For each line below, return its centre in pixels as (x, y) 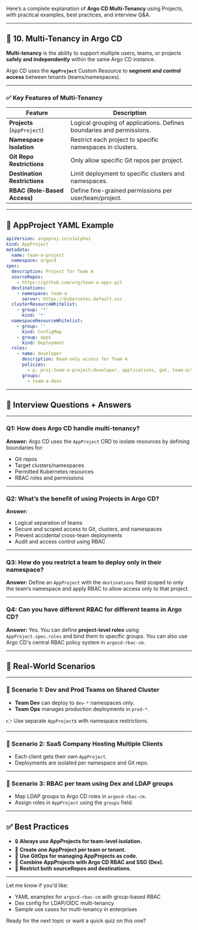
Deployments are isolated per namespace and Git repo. (82, 763)
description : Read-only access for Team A (75, 359)
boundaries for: (25, 448)
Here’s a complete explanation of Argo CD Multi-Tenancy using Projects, (95, 9)
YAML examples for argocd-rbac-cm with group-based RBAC (88, 897)
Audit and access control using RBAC (60, 541)
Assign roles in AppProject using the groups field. (74, 803)
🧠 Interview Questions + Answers (69, 405)
